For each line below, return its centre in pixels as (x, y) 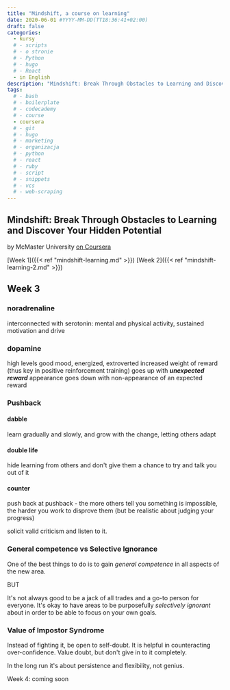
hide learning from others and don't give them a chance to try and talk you (112, 465)
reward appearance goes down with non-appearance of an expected (105, 378)
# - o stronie (33, 52)
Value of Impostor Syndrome (56, 630)
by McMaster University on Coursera (59, 247)
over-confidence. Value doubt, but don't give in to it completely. (97, 652)
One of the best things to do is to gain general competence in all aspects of (113, 564)
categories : (24, 33)
